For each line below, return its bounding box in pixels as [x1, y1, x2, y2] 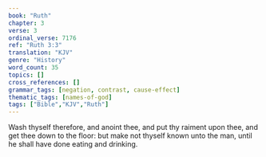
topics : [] [8, 71, 45, 79]
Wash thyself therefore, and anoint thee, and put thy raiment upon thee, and [8, 123, 258, 132]
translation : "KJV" [8, 49, 73, 57]
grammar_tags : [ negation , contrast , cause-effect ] [8, 85, 181, 94]
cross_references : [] [8, 78, 81, 86]
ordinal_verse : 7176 [8, 33, 77, 42]
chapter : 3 [8, 19, 45, 27]
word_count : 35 [8, 64, 59, 72]
